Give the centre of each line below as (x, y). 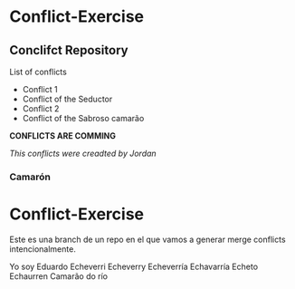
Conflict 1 (40, 89)
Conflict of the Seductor (67, 99)
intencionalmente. (43, 249)
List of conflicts (38, 72)
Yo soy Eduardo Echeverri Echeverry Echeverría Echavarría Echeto (134, 266)
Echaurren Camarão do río (59, 276)
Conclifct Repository (69, 50)
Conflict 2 (41, 109)
